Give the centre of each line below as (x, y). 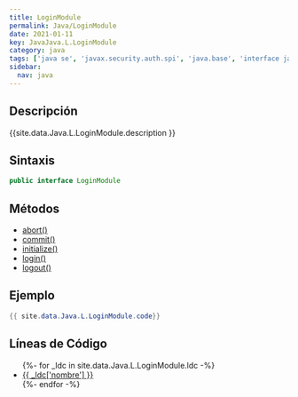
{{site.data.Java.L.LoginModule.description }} (92, 132)
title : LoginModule (45, 17)
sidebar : (25, 67)
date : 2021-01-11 (41, 34)
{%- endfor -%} (51, 384)
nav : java (35, 75)
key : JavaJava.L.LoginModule (63, 42)
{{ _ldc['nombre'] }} (58, 375)
